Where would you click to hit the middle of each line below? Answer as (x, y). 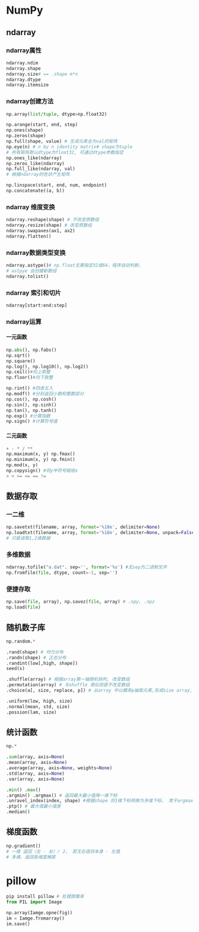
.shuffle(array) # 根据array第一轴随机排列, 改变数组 (68, 680)
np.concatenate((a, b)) (36, 191)
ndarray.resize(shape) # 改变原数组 (49, 225)
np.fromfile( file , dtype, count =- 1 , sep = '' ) (62, 573)
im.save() (18, 924)
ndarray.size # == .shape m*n (42, 74)
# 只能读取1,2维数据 (28, 538)
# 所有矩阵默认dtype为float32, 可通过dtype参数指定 (65, 152)
